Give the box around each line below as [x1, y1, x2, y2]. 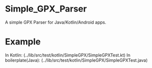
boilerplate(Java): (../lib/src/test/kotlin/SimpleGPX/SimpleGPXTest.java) [5, 57, 148, 63]
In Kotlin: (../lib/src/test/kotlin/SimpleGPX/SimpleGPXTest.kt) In [5, 52, 131, 58]
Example [5, 36, 41, 47]
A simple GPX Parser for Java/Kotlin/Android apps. [5, 19, 106, 25]
